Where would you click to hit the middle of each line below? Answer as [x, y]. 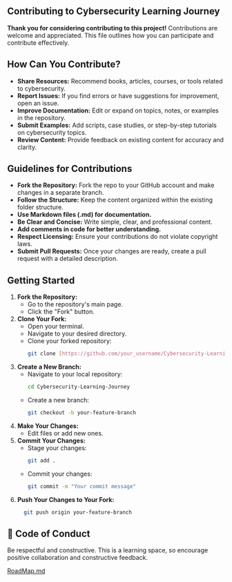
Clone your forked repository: [69, 341]
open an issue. [38, 103]
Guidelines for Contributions [70, 169]
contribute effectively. [38, 42]
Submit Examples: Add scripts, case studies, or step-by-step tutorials [117, 125]
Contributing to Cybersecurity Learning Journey [114, 11]
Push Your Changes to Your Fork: [66, 499]
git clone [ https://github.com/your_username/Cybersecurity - [117, 354]
